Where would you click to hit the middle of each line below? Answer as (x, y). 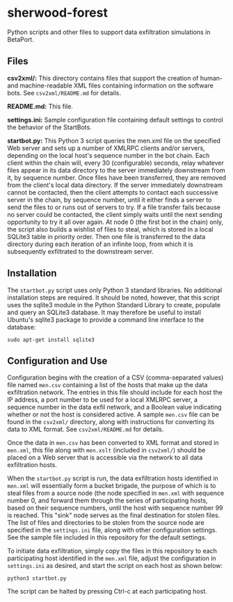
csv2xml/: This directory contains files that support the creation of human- (115, 78)
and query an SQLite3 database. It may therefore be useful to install (104, 312)
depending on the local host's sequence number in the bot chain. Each (109, 155)
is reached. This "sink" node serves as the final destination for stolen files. (114, 515)
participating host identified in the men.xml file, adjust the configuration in (112, 558)
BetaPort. (21, 39)
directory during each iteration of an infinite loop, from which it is (100, 244)
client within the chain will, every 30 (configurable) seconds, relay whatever (116, 163)
